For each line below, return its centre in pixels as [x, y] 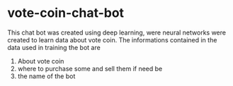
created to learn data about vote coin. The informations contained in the [112, 39]
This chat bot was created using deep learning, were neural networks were [117, 32]
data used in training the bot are [54, 47]
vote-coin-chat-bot [66, 13]
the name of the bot [46, 76]
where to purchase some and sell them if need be [90, 68]
